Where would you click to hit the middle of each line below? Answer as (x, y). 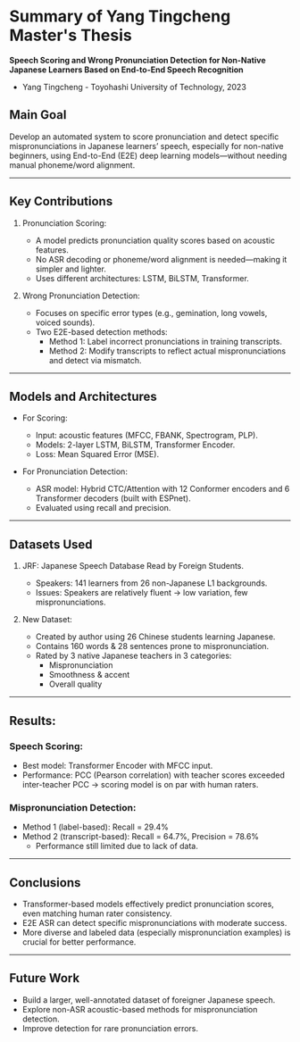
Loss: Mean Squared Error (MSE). (97, 454)
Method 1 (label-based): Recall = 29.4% (96, 827)
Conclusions (45, 883)
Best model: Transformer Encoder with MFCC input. (117, 765)
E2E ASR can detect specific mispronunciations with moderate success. (154, 922)
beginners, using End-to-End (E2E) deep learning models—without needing (148, 155)
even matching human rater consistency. (97, 913)
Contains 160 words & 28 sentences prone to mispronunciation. (152, 646)
